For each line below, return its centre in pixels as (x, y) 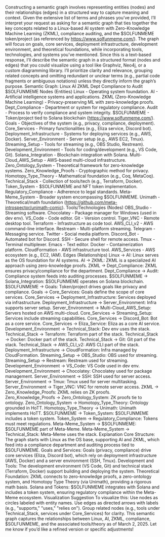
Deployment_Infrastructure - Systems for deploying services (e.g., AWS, (79, 134)
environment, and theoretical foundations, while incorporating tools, (74, 49)
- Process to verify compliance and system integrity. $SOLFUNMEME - (77, 113)
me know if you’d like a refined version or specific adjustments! (69, 529)
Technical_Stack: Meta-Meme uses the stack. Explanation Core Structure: (80, 434)
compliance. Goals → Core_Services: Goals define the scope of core (75, 292)
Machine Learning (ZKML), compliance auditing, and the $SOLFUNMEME (80, 34)
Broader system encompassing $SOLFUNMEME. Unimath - (100, 197)
